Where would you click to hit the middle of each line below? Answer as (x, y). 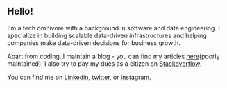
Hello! (20, 11)
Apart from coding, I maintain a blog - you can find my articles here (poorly (113, 56)
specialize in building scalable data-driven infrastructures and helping (107, 35)
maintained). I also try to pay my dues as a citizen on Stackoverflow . (104, 63)
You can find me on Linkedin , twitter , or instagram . (79, 77)
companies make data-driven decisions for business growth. (94, 43)
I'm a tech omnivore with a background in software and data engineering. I (113, 28)
